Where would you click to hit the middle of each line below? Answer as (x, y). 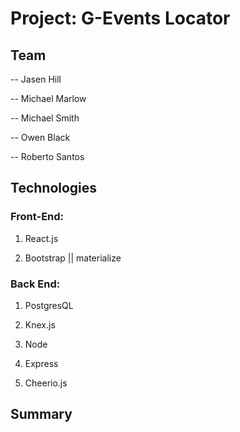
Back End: (35, 284)
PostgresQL (49, 305)
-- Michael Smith (45, 118)
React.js (41, 238)
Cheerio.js (46, 383)
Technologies (54, 188)
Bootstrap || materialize (73, 258)
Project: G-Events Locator (120, 18)
